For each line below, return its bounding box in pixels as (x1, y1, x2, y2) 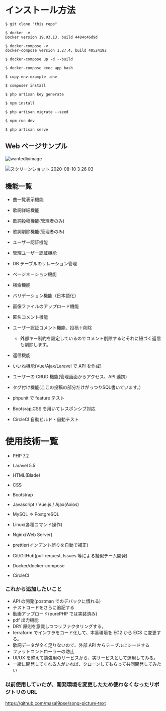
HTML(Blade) (12, 472, 41, 478)
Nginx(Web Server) (12, 531, 53, 538)
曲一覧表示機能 (12, 196, 44, 202)
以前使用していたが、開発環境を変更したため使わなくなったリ (5, 681, 154, 688)
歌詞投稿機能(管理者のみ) (12, 218, 65, 224)
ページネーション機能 (12, 271, 57, 277)
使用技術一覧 (5, 436, 59, 447)
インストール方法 (5, 5, 76, 16)
